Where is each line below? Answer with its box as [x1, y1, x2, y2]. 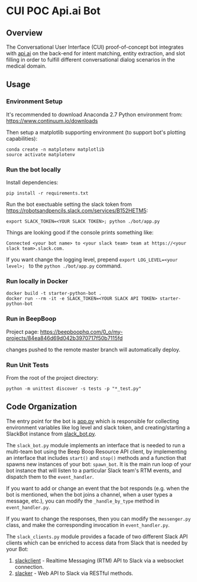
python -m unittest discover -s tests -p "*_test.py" [6, 386, 142, 392]
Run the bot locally [6, 165, 61, 173]
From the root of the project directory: [6, 374, 99, 381]
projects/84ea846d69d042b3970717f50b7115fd [6, 334, 123, 342]
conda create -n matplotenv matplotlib [6, 147, 105, 152]
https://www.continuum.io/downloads [6, 117, 98, 124]
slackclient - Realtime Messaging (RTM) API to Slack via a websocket [14, 556, 184, 564]
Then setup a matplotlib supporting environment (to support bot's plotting [6, 129, 186, 136]
